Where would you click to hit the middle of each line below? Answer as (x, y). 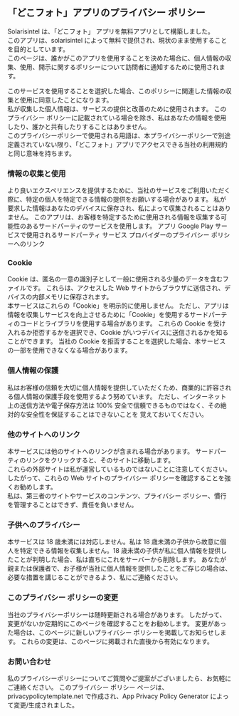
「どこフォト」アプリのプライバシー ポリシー (106, 13)
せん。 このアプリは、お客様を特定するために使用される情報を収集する (117, 217)
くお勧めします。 (32, 487)
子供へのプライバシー (44, 524)
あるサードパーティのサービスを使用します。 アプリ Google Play (119, 226)
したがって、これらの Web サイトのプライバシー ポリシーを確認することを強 (119, 478)
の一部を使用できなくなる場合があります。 (69, 351)
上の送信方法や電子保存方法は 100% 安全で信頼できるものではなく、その (114, 405)
